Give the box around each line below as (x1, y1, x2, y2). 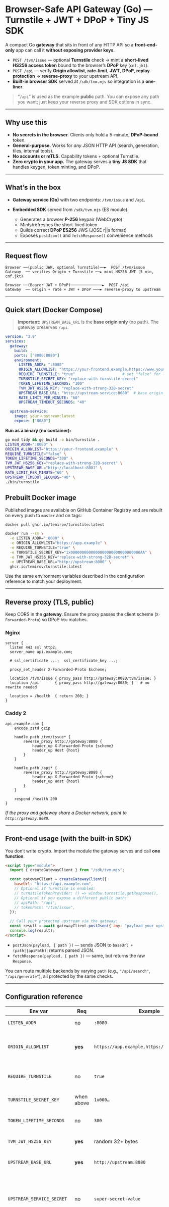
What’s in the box (5, 183, 61, 192)
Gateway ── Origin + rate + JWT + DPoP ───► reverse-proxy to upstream (5, 287, 161, 292)
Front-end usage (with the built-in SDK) (5, 834, 132, 843)
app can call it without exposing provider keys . (16, 47, 115, 53)
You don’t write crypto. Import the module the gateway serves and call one (5, 847, 160, 854)
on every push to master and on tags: (5, 512, 82, 518)
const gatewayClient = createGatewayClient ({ (10, 877, 107, 882)
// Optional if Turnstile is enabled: (14, 886, 96, 891)
